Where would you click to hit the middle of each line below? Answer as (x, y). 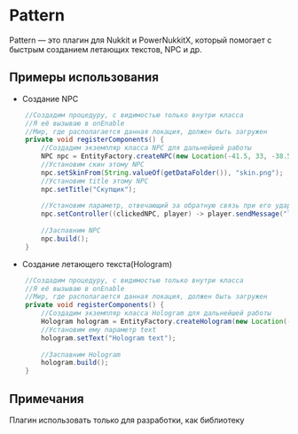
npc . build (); (65, 239)
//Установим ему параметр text (99, 329)
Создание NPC (50, 99)
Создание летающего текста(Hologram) (97, 264)
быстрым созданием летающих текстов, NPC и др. (106, 49)
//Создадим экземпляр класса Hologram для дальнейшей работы (157, 313)
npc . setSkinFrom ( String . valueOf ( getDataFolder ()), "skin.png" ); (162, 173)
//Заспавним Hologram (81, 355)
